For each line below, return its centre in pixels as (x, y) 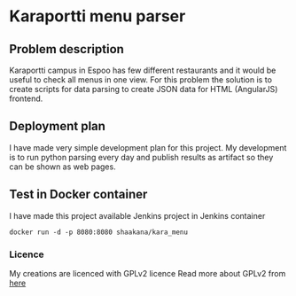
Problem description (66, 49)
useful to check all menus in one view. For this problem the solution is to (141, 80)
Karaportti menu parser (97, 16)
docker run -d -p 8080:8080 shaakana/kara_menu (99, 232)
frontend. (26, 98)
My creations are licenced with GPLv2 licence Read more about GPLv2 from (148, 273)
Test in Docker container (78, 195)
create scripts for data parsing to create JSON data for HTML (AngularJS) (144, 89)
